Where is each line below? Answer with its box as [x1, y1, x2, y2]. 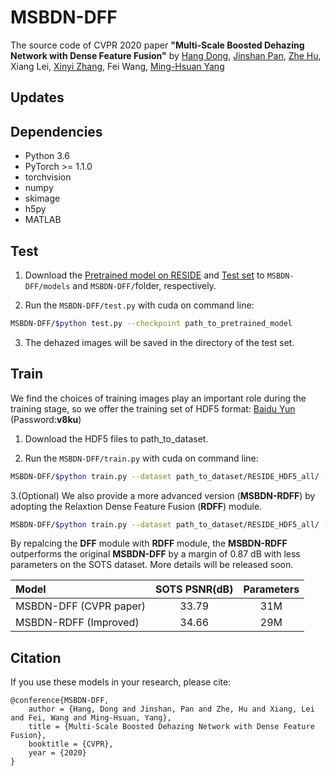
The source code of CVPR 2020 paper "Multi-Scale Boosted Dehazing [10, 39, 305, 51]
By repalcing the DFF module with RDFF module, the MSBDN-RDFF [10, 537, 288, 550]
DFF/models [24, 281, 71, 291]
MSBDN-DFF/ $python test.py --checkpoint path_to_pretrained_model [10, 318, 293, 328]
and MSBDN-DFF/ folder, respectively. [72, 279, 217, 291]
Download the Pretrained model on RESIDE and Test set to [24, 269, 265, 281]
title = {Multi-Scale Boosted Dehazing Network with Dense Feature [28, 722, 315, 732]
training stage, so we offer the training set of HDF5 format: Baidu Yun [10, 402, 296, 415]
